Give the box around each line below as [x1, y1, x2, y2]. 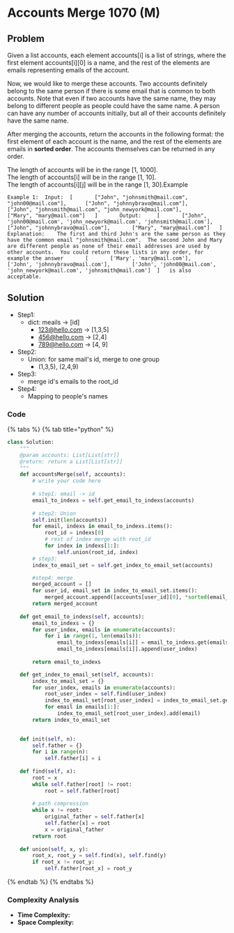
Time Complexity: [17, 911, 71, 919]
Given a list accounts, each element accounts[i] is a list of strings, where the [7, 51, 226, 59]
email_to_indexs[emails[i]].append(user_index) [56, 646, 198, 653]
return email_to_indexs [32, 658, 101, 665]
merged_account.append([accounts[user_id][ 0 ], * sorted [44, 594, 208, 601]
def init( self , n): [19, 735, 77, 743]
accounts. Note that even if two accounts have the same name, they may [7, 94, 217, 102]
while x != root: [32, 807, 82, 814]
